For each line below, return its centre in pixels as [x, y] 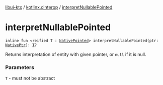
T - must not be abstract [30, 78]
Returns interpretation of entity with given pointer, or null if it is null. [76, 54]
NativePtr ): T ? [21, 45]
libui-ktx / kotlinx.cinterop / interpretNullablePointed [59, 7]
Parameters [20, 67]
